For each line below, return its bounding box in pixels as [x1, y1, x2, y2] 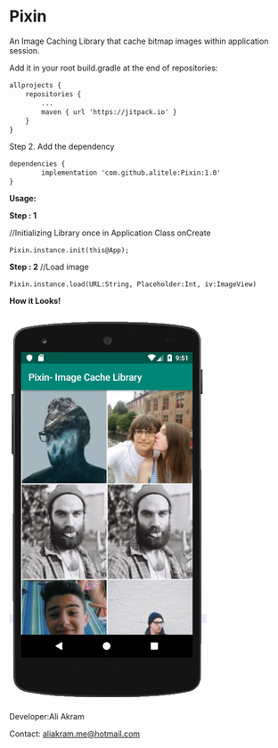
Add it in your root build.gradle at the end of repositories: [9, 62, 218, 73]
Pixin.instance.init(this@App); [9, 245, 129, 255]
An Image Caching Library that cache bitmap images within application [9, 36, 269, 46]
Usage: [9, 193, 37, 203]
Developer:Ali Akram [9, 711, 85, 721]
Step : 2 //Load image [9, 261, 89, 272]
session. [9, 45, 40, 55]
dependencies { [9, 159, 66, 169]
